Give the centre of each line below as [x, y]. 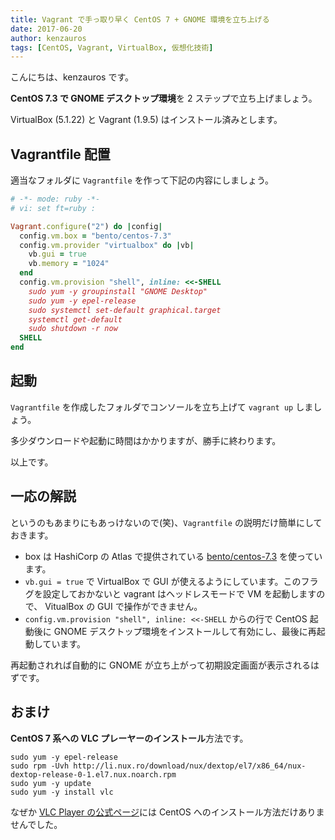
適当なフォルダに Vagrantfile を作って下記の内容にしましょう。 [142, 180]
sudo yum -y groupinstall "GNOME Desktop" [118, 291]
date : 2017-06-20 [46, 29]
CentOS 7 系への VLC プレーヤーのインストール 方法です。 [129, 738]
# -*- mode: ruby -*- [55, 199]
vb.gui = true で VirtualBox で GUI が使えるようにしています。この [163, 581]
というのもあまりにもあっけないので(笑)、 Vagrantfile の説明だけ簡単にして [166, 522]
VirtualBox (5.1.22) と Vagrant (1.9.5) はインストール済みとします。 [146, 120]
